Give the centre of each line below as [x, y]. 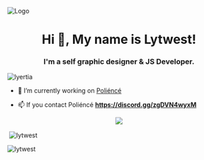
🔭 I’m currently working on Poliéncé [69, 91]
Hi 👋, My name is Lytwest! [119, 40]
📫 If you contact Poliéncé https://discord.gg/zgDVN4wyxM [107, 105]
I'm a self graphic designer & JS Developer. [119, 62]
